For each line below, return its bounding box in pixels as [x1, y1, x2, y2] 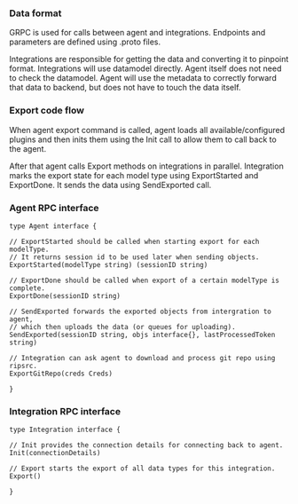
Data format [9, 7, 62, 20]
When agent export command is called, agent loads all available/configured [9, 124, 286, 135]
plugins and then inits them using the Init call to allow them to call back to [9, 134, 277, 145]
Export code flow [9, 105, 84, 117]
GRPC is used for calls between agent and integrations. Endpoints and [9, 28, 266, 38]
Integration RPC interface [9, 405, 122, 417]
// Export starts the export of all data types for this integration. [9, 464, 276, 473]
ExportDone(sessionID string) [9, 291, 122, 300]
